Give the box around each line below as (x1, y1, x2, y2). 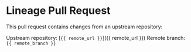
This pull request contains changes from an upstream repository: (6, 23, 163, 30)
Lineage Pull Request (6, 4, 111, 17)
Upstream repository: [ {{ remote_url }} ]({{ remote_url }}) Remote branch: (6, 34, 186, 41)
